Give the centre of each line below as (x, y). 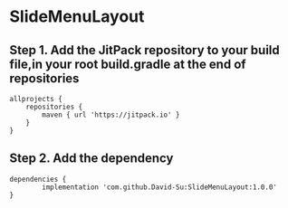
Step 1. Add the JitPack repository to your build (145, 50)
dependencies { (38, 179)
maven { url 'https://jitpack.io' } (111, 115)
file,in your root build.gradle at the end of (128, 64)
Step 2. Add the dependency (91, 159)
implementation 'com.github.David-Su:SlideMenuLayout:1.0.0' (160, 187)
